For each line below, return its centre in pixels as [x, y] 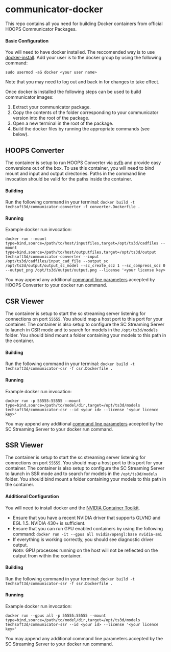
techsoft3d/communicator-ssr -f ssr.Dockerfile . [59, 583]
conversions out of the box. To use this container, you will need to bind [80, 168]
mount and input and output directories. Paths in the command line [76, 173]
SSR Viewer [24, 445]
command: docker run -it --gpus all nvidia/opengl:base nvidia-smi [87, 534]
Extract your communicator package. [52, 107]
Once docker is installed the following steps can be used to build [73, 92]
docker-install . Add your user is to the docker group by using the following [83, 58]
